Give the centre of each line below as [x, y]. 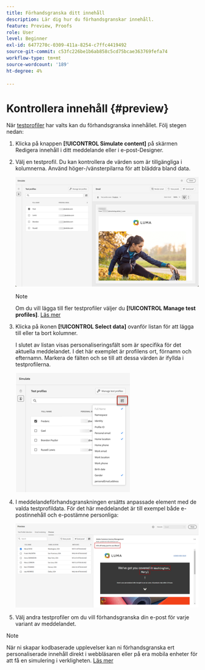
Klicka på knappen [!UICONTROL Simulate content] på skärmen [96, 144]
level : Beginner [27, 39]
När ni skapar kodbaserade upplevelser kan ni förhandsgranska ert [91, 647]
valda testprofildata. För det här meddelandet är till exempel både [97, 509]
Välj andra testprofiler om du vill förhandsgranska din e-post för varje [102, 617]
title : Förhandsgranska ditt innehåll [56, 13]
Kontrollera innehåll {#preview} [88, 109]
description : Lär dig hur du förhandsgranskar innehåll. [80, 19]
